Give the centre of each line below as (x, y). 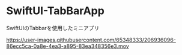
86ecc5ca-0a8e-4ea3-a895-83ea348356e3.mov (68, 46)
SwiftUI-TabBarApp (56, 11)
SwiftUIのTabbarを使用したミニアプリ (53, 28)
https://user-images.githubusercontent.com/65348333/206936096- (91, 40)
